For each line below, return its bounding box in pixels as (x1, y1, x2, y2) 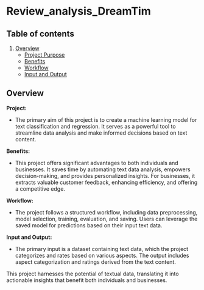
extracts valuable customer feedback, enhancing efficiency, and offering (15, 179, 198, 186)
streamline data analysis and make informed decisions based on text (15, 129, 188, 136)
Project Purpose (24, 51, 65, 58)
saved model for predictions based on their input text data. (15, 221, 163, 229)
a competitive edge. (15, 185, 66, 193)
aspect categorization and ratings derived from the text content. (15, 258, 177, 266)
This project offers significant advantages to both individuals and (15, 159, 178, 166)
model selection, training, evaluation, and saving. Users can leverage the (15, 215, 198, 222)
